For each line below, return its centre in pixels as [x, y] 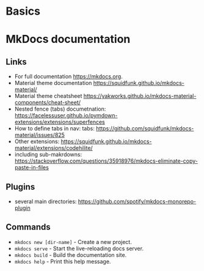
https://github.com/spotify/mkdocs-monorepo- [137, 201]
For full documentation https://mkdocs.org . [68, 76]
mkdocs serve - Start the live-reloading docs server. [79, 248]
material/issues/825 [40, 135]
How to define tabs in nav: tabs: [55, 128]
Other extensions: [37, 141]
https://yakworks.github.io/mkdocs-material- [140, 96]
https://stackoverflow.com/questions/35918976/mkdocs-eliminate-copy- [106, 161]
